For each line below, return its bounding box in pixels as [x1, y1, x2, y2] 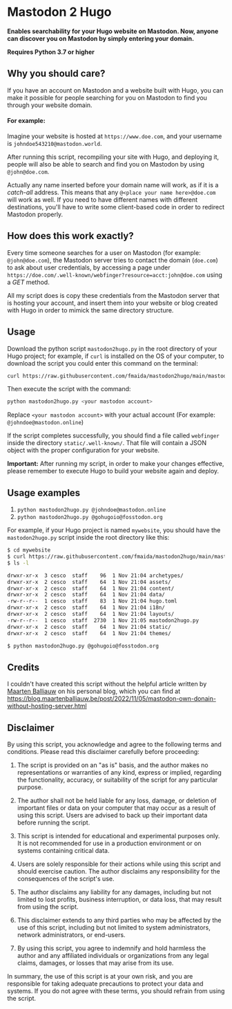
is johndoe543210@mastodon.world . [7, 139, 102, 147]
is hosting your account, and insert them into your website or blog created [7, 299, 218, 307]
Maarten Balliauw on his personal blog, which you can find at [7, 687, 181, 695]
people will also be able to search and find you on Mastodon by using [7, 160, 205, 168]
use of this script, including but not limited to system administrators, [17, 923, 211, 932]
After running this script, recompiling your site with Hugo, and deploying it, [7, 153, 220, 161]
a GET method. [7, 278, 50, 286]
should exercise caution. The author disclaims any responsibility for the [17, 867, 220, 876]
